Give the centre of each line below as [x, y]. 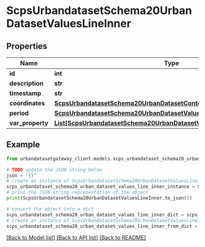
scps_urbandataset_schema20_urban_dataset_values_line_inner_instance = [101, 187]
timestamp [25, 93]
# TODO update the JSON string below [54, 170]
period [19, 113]
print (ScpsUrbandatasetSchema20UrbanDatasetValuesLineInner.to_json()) [99, 198]
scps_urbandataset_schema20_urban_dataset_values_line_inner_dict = [95, 215]
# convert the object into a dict [50, 209]
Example [23, 145]
